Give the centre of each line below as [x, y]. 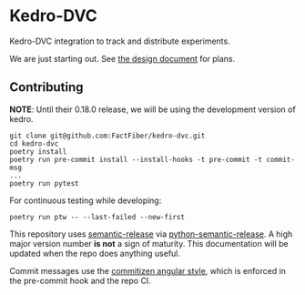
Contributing [46, 87]
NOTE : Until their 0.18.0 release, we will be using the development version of [152, 109]
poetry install [38, 151]
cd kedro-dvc [34, 143]
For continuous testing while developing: [86, 200]
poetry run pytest [44, 183]
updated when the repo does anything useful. [95, 253]
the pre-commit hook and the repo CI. [81, 280]
